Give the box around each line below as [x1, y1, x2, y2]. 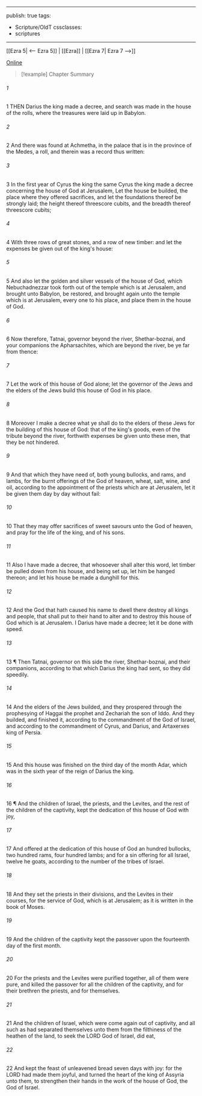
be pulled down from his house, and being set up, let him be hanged [6, 568, 176, 575]
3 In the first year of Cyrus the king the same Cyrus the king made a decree [6, 180, 194, 188]
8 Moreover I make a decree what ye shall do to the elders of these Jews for [6, 419, 195, 426]
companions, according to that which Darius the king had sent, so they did [6, 664, 191, 671]
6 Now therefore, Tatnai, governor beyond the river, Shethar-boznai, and [6, 335, 186, 343]
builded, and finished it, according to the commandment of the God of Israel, [6, 716, 196, 723]
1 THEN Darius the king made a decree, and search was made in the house [6, 103, 191, 110]
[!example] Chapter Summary [20, 70, 94, 78]
